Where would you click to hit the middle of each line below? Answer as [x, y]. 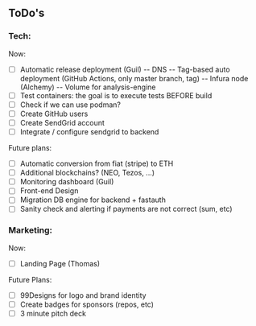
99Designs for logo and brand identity [83, 295]
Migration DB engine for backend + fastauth [93, 200]
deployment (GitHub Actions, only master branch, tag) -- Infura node [134, 78]
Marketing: [30, 230]
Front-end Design [49, 191]
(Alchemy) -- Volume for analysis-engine [88, 87]
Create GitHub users [54, 113]
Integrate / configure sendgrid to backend [89, 132]
